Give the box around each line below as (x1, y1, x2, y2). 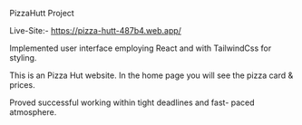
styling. (9, 53, 37, 62)
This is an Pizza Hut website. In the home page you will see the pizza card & (9, 70, 294, 81)
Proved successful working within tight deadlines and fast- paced (9, 97, 256, 108)
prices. (9, 80, 35, 90)
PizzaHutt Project (9, 8, 74, 18)
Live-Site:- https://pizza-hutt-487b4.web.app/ (9, 25, 181, 35)
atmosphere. (9, 107, 57, 117)
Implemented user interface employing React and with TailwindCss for (9, 43, 272, 53)
